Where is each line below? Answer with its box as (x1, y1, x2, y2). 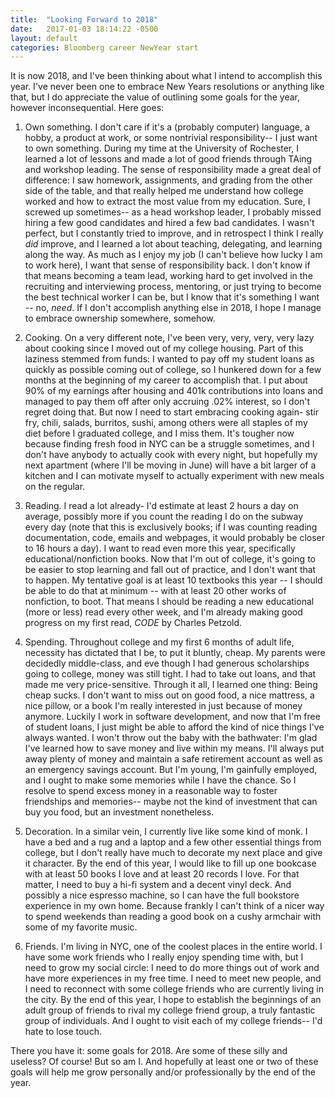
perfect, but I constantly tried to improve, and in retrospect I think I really (24, 227, 324, 240)
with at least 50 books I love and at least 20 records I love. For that (24, 868, 300, 880)
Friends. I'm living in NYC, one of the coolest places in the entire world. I (24, 941, 323, 953)
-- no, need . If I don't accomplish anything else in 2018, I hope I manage (24, 302, 322, 314)
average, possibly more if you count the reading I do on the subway (24, 511, 304, 523)
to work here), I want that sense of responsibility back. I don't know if (24, 259, 311, 271)
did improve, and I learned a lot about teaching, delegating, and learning (24, 238, 323, 250)
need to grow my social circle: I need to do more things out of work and (24, 962, 320, 974)
